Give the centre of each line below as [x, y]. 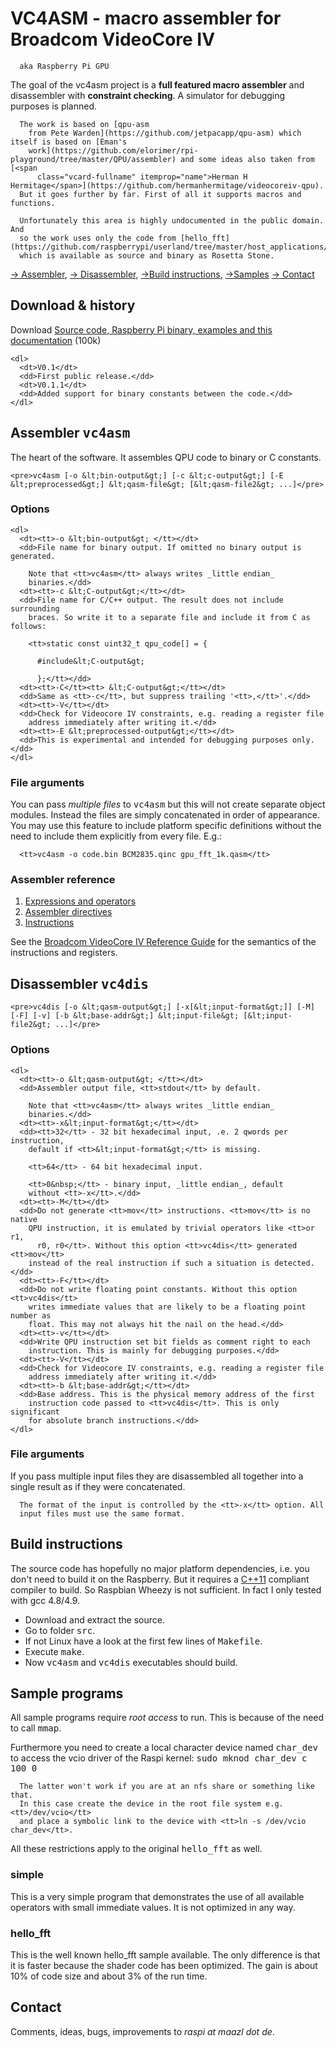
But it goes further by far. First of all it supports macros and [160, 194]
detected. [294, 1263]
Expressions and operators [80, 901]
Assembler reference [63, 880]
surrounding [35, 608]
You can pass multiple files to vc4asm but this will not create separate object [168, 804]
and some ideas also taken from [247, 159]
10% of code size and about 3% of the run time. [109, 1976]
